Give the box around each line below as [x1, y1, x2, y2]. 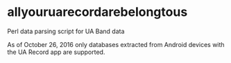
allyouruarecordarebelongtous [7, 4, 188, 20]
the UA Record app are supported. [7, 48, 105, 56]
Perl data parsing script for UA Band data [7, 27, 125, 35]
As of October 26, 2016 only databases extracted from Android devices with [7, 40, 225, 48]
